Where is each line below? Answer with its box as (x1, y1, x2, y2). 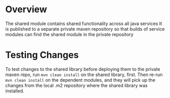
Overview (5, 4, 47, 15)
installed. (5, 88, 24, 94)
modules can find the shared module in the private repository (5, 31, 134, 37)
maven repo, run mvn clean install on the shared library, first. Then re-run (5, 71, 163, 78)
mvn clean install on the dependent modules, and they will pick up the (5, 77, 156, 83)
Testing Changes (5, 50, 79, 61)
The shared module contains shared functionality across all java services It (5, 20, 162, 27)
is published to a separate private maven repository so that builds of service (5, 26, 165, 32)
